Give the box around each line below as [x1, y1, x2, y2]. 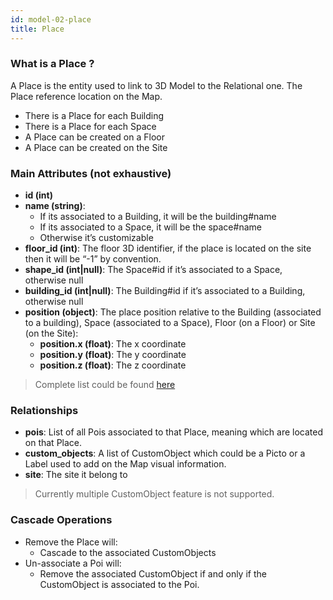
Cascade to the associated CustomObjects [39, 546, 217, 558]
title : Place [10, 24, 65, 34]
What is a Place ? [10, 57, 95, 71]
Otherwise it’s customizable [39, 232, 154, 244]
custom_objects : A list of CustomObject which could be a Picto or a [24, 447, 306, 460]
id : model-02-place [10, 14, 92, 25]
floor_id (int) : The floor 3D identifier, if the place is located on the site [24, 242, 312, 255]
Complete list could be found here [34, 379, 176, 391]
